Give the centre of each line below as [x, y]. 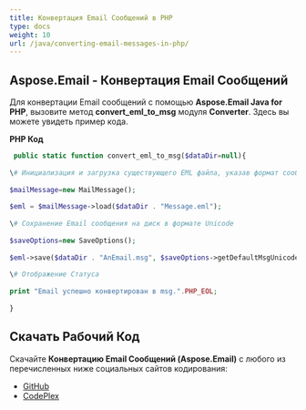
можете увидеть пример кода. [69, 122]
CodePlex [41, 395]
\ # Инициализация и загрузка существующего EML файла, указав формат [144, 173]
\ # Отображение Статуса [55, 274]
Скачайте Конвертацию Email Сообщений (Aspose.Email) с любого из [148, 359]
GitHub [36, 386]
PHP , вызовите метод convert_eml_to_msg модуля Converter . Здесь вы [149, 112]
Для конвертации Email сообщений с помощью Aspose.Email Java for [146, 102]
